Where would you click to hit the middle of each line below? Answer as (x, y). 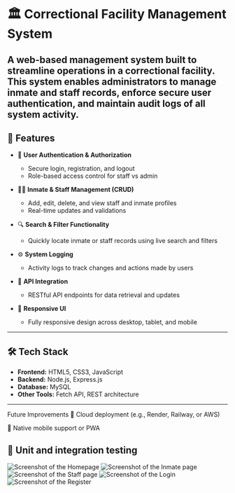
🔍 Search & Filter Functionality (63, 225)
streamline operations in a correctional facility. (111, 70)
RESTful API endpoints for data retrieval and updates (104, 295)
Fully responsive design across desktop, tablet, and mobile (113, 322)
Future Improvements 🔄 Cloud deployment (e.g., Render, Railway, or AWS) (114, 415)
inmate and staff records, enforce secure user (109, 92)
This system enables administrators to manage (112, 82)
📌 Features (31, 138)
